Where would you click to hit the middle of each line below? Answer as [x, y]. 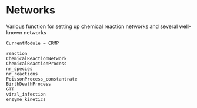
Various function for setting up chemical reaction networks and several [92, 26]
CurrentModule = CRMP [33, 43]
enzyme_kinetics [26, 99]
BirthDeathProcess [29, 84]
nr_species [19, 69]
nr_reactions [22, 74]
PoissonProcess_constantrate [42, 79]
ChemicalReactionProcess [36, 64]
